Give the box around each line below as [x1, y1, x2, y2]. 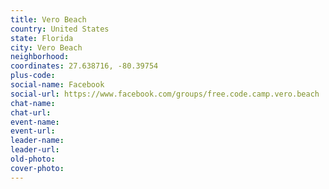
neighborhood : [10, 52, 70, 62]
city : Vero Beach [10, 42, 83, 53]
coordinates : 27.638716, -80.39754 [10, 61, 159, 71]
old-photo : [10, 154, 56, 164]
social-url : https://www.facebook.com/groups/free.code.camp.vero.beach [10, 89, 320, 99]
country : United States [10, 24, 110, 34]
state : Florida [10, 33, 74, 43]
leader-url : [10, 145, 60, 155]
